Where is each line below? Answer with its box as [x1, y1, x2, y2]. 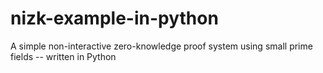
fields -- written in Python [10, 50, 117, 62]
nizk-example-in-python [10, 7, 219, 30]
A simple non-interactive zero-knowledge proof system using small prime [10, 40, 313, 52]
